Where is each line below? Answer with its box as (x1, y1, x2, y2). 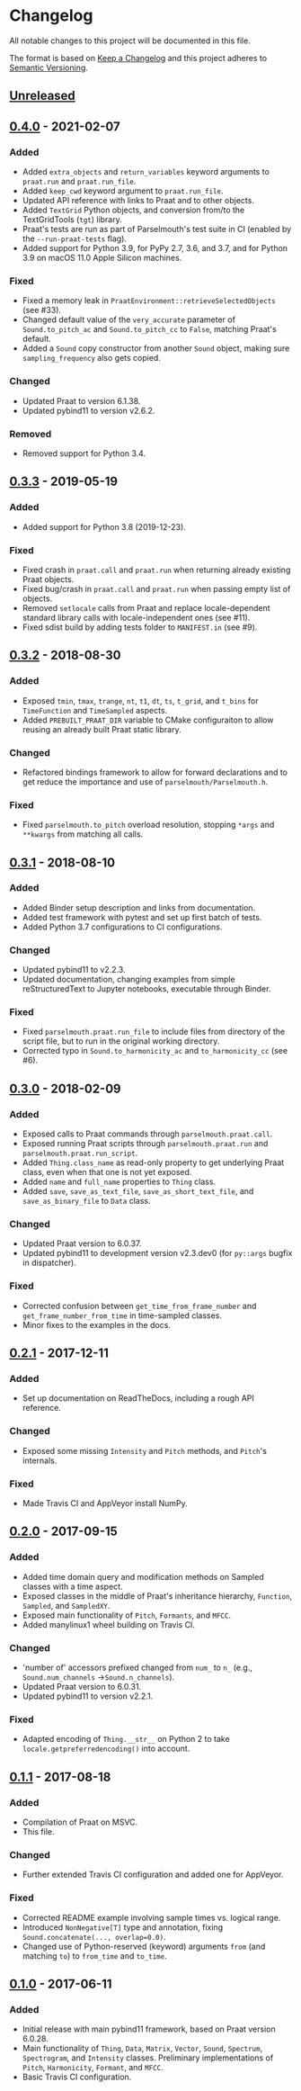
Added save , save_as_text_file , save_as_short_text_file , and (22, 1186, 254, 1197)
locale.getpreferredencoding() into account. (22, 1743, 190, 1754)
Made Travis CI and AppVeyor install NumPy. (22, 1498, 189, 1509)
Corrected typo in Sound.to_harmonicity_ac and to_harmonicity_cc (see (22, 1045, 288, 1056)
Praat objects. (22, 573, 75, 585)
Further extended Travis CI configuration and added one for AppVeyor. (22, 1869, 284, 1880)
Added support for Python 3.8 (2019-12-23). (22, 521, 186, 532)
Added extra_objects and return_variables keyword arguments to (22, 166, 270, 177)
